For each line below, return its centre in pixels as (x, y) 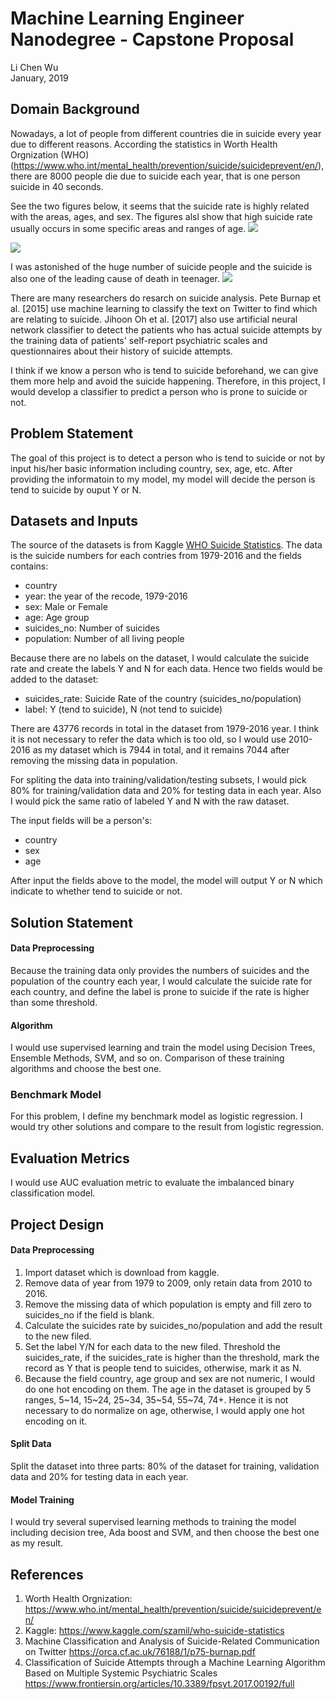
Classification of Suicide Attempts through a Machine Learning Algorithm (175, 1663)
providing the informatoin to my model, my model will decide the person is (163, 479)
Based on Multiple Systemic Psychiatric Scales (121, 1673)
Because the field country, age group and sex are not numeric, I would (169, 1378)
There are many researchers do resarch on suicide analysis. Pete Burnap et (166, 298)
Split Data (31, 1444)
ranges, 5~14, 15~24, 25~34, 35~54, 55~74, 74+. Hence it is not (156, 1399)
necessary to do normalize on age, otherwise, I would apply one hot (164, 1410)
